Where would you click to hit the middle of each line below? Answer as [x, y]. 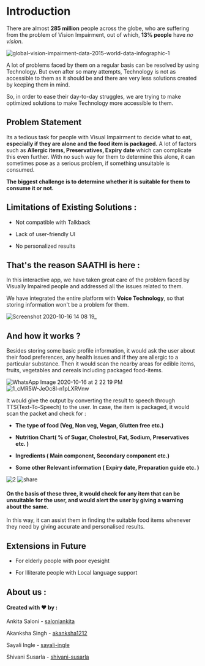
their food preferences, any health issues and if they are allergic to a [92, 358]
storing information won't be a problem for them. [68, 305]
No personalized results [45, 246]
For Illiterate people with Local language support [76, 573]
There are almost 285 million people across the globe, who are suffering [98, 28]
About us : [27, 592]
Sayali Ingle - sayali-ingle [38, 645]
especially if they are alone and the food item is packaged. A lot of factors [102, 144]
